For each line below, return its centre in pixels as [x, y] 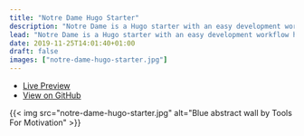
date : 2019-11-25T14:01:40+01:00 [72, 43]
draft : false [34, 52]
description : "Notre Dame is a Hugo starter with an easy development [145, 26]
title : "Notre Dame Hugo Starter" [75, 18]
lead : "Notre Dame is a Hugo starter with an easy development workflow [149, 34]
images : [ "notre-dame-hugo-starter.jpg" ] [89, 60]
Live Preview [46, 86]
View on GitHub [52, 95]
